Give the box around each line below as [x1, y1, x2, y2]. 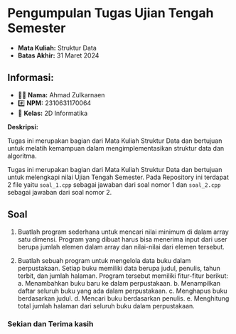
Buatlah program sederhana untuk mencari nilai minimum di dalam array [17, 227, 229, 236]
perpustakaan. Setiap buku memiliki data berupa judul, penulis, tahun [17, 264, 220, 272]
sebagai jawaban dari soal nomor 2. [7, 188, 112, 196]
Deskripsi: [7, 122, 39, 131]
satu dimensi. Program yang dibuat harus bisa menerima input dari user [17, 235, 227, 243]
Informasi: [7, 72, 55, 84]
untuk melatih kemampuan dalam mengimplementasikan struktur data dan [7, 144, 225, 152]
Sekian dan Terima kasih [7, 319, 94, 329]
